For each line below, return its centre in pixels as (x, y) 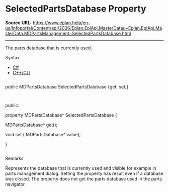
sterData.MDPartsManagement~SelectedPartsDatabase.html (68, 33)
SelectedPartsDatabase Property (76, 9)
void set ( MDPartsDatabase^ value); (43, 134)
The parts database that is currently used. (49, 48)
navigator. (16, 184)
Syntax (13, 57)
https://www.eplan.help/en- (61, 23)
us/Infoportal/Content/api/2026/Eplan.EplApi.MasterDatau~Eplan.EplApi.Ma (84, 28)
